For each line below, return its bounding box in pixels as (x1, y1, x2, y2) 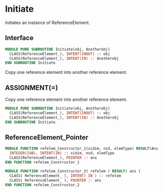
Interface (5, 34, 34, 42)
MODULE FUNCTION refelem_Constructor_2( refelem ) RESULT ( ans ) (5, 168, 141, 173)
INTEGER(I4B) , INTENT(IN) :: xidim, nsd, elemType (9, 151, 115, 156)
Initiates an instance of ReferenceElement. (5, 20, 90, 25)
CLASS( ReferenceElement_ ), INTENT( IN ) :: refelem (9, 173, 121, 178)
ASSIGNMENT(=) (5, 83, 58, 92)
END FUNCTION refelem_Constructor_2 (5, 182, 80, 187)
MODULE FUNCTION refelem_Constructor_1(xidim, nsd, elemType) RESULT (5, 146, 150, 151)
